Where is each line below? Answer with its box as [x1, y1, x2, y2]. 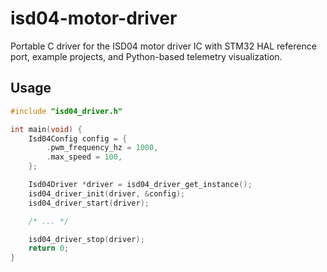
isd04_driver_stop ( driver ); [28, 234, 145, 244]
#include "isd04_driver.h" [10, 106, 123, 116]
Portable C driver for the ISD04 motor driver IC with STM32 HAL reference [10, 40, 317, 52]
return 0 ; [28, 243, 70, 254]
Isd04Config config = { [28, 133, 128, 144]
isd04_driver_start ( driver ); [28, 198, 150, 208]
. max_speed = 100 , [46, 152, 123, 162]
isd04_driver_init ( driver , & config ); [28, 188, 186, 199]
